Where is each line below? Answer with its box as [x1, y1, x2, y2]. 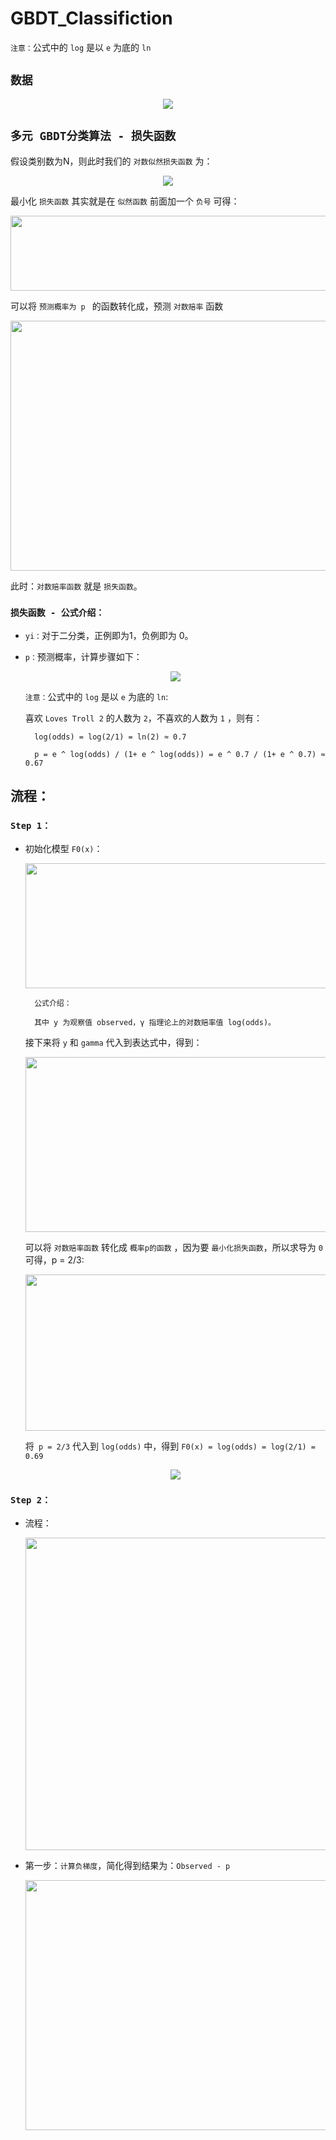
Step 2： [10, 1495, 52, 1506]
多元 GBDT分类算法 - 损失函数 [10, 129, 177, 144]
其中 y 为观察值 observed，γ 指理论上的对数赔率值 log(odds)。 [34, 1017, 276, 1027]
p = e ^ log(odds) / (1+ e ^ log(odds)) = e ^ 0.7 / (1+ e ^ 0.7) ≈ [34, 749, 326, 759]
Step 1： [10, 820, 52, 832]
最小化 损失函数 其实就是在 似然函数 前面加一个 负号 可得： [10, 195, 240, 207]
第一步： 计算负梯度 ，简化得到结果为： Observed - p [24, 1859, 231, 1871]
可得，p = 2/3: [24, 1253, 85, 1266]
